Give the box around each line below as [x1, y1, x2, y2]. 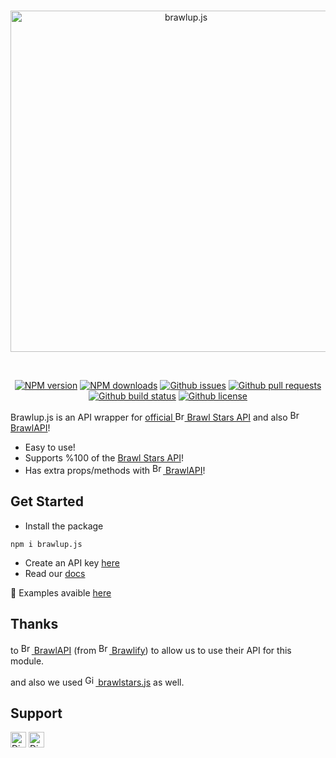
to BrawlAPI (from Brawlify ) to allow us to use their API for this [10, 644, 292, 656]
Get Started [10, 493, 84, 510]
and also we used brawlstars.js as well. [10, 676, 185, 688]
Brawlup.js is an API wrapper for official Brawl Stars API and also [10, 411, 288, 423]
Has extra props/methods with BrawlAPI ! [24, 465, 206, 476]
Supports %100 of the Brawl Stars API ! [24, 452, 184, 464]
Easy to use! [24, 441, 76, 453]
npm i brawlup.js [10, 539, 83, 549]
